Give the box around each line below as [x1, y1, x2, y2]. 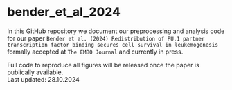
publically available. [7, 68, 64, 76]
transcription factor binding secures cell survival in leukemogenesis [7, 41, 218, 48]
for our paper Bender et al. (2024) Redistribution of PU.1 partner [7, 34, 205, 42]
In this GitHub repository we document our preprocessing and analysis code [7, 27, 225, 35]
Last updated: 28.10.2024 [7, 75, 80, 83]
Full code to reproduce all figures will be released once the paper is [7, 60, 199, 69]
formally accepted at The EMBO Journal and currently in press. [7, 47, 184, 56]
